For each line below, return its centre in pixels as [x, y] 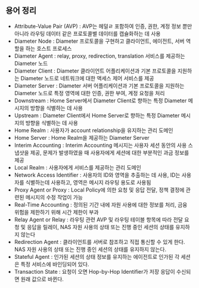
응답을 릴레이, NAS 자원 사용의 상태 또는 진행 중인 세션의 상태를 [101, 227]
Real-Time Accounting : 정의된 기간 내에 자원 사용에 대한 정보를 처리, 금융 [101, 205]
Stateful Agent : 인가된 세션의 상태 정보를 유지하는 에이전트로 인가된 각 [97, 256]
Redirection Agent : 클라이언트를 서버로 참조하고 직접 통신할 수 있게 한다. [99, 242]
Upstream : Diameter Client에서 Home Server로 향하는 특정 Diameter [97, 115]
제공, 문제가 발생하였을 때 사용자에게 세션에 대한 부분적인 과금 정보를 [110, 152]
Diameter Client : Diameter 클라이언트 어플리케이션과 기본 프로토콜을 [95, 71]
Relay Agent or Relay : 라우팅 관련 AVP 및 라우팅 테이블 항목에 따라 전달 [98, 220]
